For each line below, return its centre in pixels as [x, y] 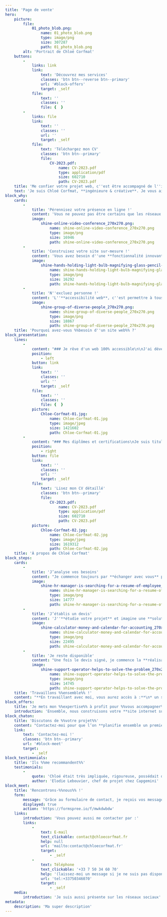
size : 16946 [62, 237]
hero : [11, 14]
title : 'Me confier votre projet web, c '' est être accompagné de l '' [88, 186]
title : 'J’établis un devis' [62, 614]
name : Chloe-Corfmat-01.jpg [79, 419]
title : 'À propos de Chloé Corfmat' [52, 553]
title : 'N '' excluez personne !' [65, 293]
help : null [52, 842]
